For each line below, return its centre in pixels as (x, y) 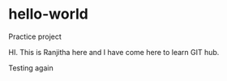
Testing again (31, 68)
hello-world (49, 14)
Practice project (35, 36)
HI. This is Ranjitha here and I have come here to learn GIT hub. (114, 52)
